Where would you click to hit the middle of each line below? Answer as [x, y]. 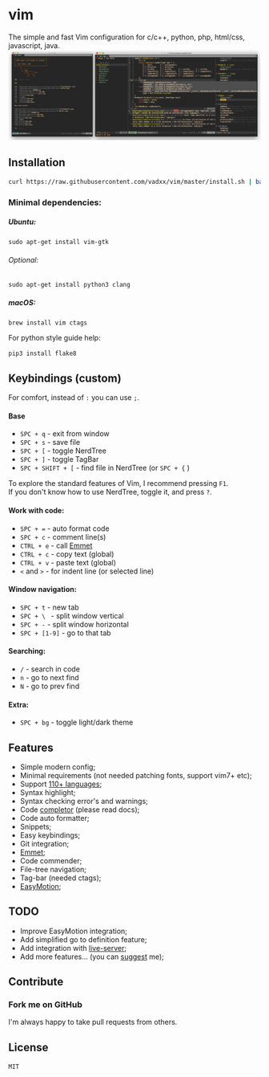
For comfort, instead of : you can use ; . [74, 398]
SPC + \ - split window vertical [72, 615]
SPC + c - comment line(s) [63, 536]
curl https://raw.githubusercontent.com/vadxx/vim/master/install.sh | [130, 182]
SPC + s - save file [50, 443]
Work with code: [36, 510]
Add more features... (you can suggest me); [92, 957]
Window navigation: [43, 589]
